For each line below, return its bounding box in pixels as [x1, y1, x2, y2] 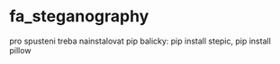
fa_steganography [9, 6, 149, 27]
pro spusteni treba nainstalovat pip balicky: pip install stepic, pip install [9, 36, 272, 46]
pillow [9, 44, 32, 55]
